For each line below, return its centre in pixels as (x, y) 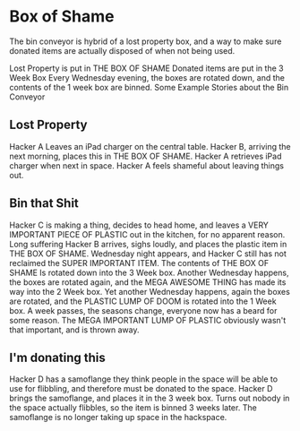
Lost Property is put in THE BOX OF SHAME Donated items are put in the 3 (146, 68)
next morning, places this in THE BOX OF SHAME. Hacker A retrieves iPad (146, 156)
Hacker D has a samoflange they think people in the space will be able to (144, 379)
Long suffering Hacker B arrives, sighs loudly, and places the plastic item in (148, 244)
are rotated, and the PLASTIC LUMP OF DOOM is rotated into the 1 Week (143, 301)
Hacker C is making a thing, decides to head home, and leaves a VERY (139, 225)
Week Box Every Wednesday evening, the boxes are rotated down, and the (147, 77)
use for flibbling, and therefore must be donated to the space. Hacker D (141, 389)
